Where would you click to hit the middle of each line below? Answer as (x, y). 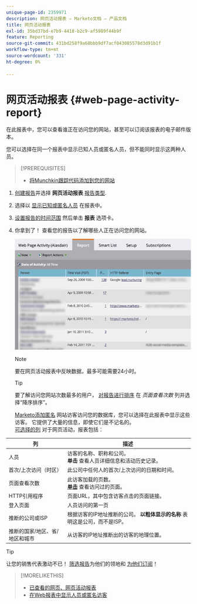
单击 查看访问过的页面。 (96, 487)
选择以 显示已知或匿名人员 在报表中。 (60, 205)
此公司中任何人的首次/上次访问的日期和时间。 (122, 470)
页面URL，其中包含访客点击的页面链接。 (116, 495)
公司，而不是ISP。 (105, 522)
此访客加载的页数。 (90, 479)
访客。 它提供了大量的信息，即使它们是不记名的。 (74, 422)
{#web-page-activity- (125, 99)
